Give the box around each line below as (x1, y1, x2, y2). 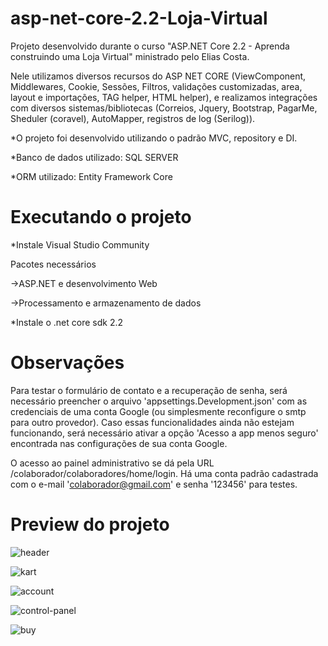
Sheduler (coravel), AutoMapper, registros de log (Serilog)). (10, 112, 256, 124)
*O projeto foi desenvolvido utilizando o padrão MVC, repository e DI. (10, 132, 298, 144)
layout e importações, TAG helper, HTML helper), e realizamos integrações (10, 91, 318, 103)
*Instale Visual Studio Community (10, 238, 150, 251)
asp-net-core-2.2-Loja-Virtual (10, 7, 268, 30)
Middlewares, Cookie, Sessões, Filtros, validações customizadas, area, (10, 80, 303, 92)
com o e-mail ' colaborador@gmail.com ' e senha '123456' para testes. (10, 478, 298, 490)
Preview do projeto (10, 513, 170, 536)
